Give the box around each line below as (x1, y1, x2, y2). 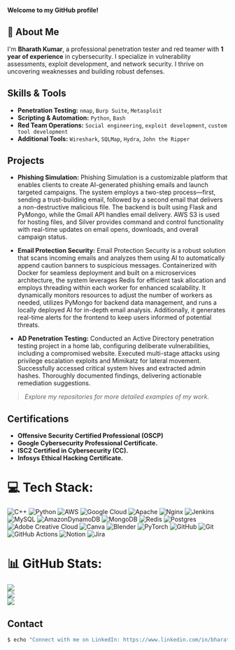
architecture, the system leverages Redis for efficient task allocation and (17, 276, 226, 284)
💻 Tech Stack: (7, 480, 94, 496)
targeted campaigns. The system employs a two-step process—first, (17, 188, 216, 197)
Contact (7, 618, 43, 630)
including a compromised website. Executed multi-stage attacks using (17, 350, 220, 358)
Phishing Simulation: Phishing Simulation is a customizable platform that (17, 173, 228, 181)
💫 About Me (7, 26, 59, 38)
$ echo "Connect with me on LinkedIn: (7, 636, 120, 643)
